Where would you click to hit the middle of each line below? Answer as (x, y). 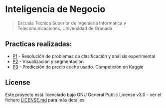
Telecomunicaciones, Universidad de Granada (65, 28)
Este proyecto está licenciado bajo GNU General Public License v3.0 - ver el (83, 94)
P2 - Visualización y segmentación (48, 61)
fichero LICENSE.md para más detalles (45, 100)
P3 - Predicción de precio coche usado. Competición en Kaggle (78, 66)
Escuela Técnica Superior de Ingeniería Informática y (72, 23)
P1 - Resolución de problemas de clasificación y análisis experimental (84, 56)
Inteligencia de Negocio (55, 9)
